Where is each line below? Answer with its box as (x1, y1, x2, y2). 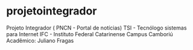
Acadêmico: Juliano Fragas (6, 37, 74, 44)
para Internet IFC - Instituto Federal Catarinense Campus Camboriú (6, 30, 173, 37)
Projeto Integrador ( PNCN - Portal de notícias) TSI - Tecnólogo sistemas (6, 24, 187, 31)
